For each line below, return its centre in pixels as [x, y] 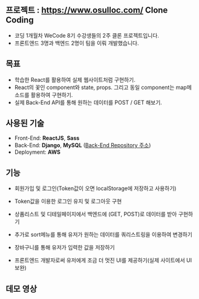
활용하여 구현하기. [52, 94]
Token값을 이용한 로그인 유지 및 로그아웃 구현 [68, 202]
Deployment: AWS [38, 152]
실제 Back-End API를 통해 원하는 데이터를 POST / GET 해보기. [88, 102]
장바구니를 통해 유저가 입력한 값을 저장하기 [65, 248]
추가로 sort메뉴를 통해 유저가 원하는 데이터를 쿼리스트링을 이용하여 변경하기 [103, 235]
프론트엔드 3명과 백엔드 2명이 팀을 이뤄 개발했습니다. [77, 43]
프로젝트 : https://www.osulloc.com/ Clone [87, 10]
